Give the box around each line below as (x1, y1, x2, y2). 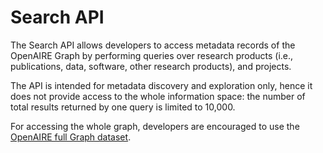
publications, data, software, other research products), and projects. (10, 60, 292, 72)
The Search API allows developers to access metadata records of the (10, 39, 296, 51)
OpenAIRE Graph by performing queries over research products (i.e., (10, 49, 294, 61)
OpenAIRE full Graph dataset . (10, 131, 132, 143)
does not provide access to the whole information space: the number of (10, 90, 306, 102)
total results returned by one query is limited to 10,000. (10, 101, 236, 113)
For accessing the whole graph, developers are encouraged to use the (10, 120, 300, 132)
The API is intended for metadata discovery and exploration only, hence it (10, 79, 313, 91)
